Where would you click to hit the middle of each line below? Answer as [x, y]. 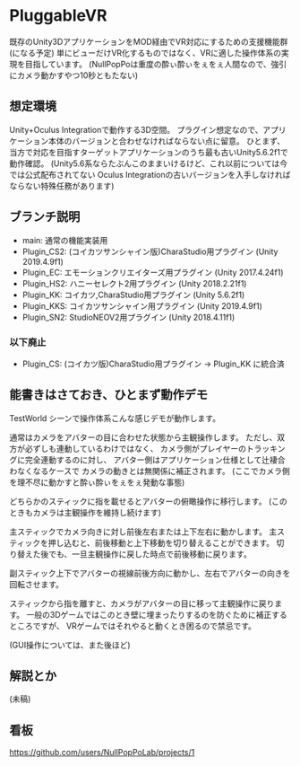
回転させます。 [37, 584]
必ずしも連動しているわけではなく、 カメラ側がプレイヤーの [136, 448]
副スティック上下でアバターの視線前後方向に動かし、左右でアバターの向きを [150, 573]
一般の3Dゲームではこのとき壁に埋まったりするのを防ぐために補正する [157, 614]
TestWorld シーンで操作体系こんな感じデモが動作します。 [115, 418]
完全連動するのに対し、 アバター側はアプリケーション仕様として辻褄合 [155, 460]
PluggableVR [58, 16]
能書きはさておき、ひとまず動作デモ [109, 395]
